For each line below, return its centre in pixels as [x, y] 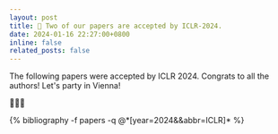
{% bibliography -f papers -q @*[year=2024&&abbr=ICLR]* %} [127, 121]
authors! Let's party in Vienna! [65, 86]
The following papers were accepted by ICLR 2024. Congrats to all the [139, 76]
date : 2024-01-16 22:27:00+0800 [69, 34]
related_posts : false [50, 51]
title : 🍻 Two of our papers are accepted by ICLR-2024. [116, 26]
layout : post [34, 17]
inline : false [36, 42]
